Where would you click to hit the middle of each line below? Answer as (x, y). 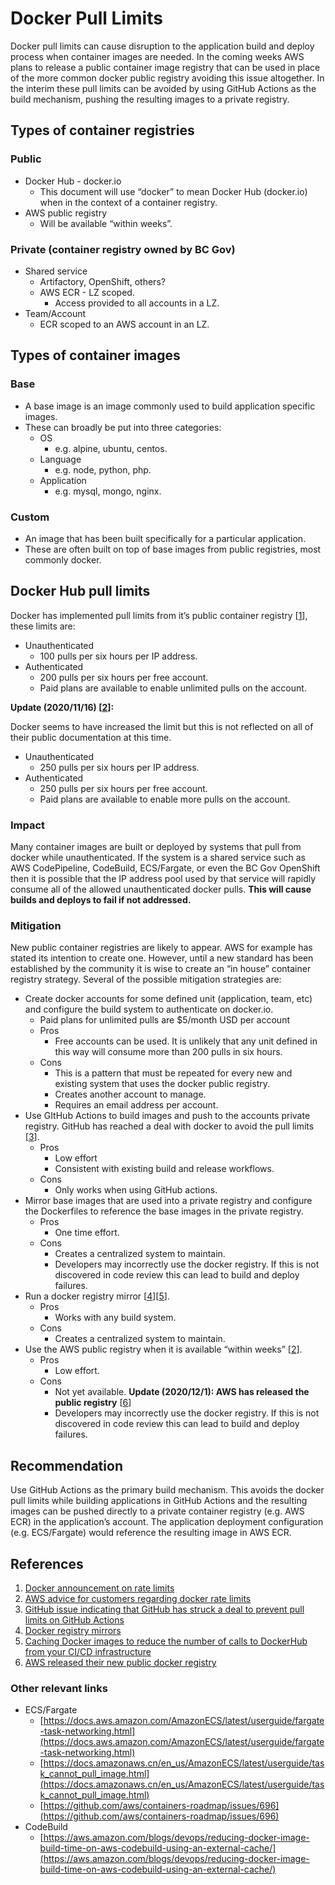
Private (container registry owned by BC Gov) (123, 249)
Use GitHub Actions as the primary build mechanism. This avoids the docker (167, 1490)
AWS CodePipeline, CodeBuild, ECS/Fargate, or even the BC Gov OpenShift (165, 868)
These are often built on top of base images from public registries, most (173, 549)
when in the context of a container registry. (128, 202)
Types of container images (95, 355)
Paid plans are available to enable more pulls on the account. (165, 799)
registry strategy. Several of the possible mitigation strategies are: (146, 979)
